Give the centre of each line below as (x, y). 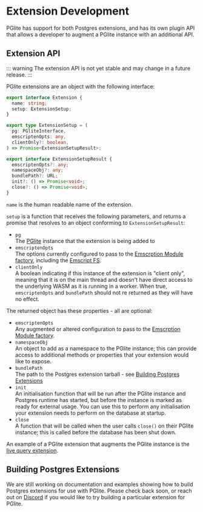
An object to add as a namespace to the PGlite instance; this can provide (106, 348)
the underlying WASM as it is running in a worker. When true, (91, 286)
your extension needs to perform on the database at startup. (91, 413)
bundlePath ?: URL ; (35, 176)
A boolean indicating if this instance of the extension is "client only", (100, 273)
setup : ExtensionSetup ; (42, 109)
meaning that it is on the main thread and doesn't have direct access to (104, 279)
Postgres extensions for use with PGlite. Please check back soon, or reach (99, 491)
